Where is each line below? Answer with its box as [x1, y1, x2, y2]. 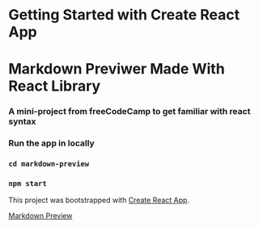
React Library [8, 77, 101, 95]
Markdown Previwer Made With [8, 60, 225, 78]
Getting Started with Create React [8, 6, 240, 24]
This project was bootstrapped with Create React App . [8, 196, 190, 205]
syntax [8, 116, 36, 127]
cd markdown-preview [8, 159, 90, 169]
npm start [8, 179, 47, 188]
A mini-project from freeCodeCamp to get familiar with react [8, 106, 251, 117]
